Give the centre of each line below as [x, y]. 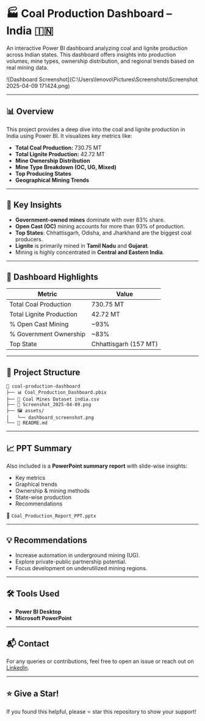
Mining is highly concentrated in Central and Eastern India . [90, 252]
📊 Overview [30, 111]
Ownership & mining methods [52, 491]
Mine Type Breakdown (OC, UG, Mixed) [66, 167]
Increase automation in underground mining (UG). [77, 555]
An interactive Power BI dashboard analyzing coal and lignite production [97, 48]
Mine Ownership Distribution [52, 161]
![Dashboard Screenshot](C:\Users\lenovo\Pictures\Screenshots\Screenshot [102, 79]
